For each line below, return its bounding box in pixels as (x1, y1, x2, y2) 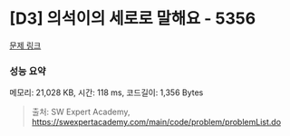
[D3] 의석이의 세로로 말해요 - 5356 (9, 8, 256, 29)
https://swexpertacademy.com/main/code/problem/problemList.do (31, 117, 282, 128)
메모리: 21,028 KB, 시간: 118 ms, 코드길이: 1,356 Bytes (9, 87, 204, 98)
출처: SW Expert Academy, (31, 106, 130, 118)
